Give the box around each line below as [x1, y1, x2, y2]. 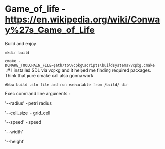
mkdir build [5, 50, 29, 55]
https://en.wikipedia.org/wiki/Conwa [5, 14, 160, 25]
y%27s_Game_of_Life [5, 25, 95, 35]
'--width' [5, 129, 23, 135]
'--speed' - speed [5, 119, 42, 125]
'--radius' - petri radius [5, 100, 52, 106]
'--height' [5, 138, 25, 144]
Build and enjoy [5, 40, 37, 46]
